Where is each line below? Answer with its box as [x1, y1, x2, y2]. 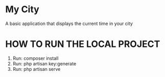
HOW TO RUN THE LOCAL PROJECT [5, 38, 160, 50]
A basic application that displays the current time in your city [5, 20, 133, 27]
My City [5, 4, 39, 15]
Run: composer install [12, 55, 59, 61]
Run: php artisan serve [12, 66, 61, 72]
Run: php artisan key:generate [12, 60, 77, 67]
